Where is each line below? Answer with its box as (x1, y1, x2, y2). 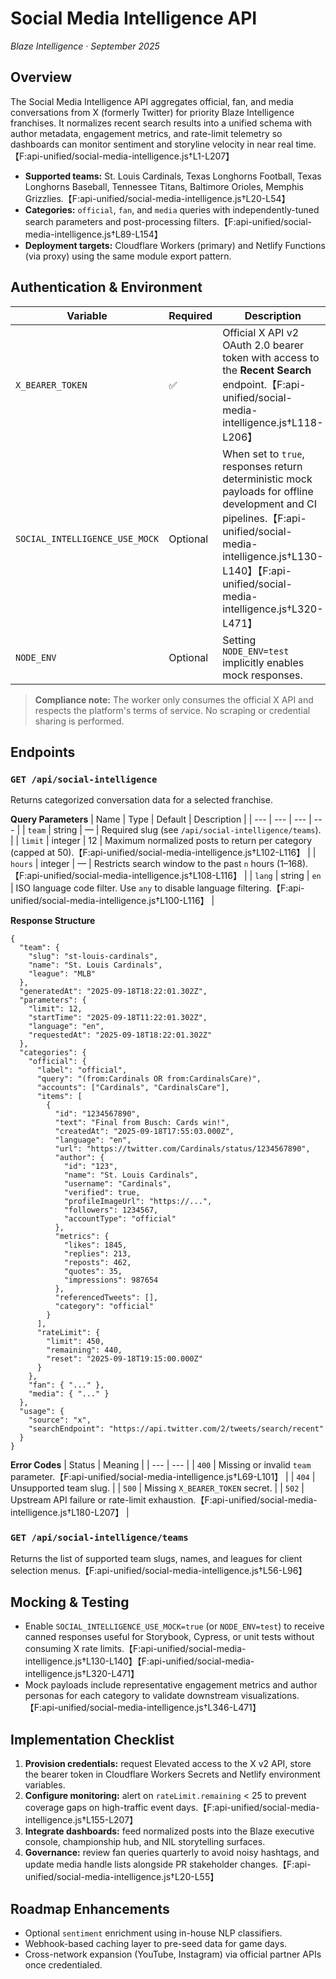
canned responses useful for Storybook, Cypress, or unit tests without (24, 1631, 315, 1643)
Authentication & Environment (10, 279, 203, 296)
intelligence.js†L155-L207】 (24, 1814, 139, 1826)
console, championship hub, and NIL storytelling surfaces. (24, 1836, 266, 1848)
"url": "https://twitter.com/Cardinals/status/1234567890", (54, 1144, 311, 1154)
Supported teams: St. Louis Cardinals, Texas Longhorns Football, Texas (24, 170, 322, 182)
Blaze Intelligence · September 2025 (10, 40, 160, 52)
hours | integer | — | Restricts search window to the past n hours (10, 858, 275, 870)
